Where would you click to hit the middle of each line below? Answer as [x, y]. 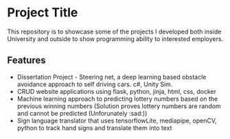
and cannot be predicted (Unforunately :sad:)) [82, 113]
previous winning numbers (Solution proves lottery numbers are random [119, 106]
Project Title [43, 13]
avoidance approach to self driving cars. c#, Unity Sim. [95, 84]
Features [26, 61]
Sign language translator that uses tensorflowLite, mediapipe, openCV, [117, 121]
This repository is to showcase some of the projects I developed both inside [114, 31]
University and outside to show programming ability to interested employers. [115, 38]
